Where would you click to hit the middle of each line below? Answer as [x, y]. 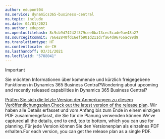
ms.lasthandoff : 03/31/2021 [34, 51]
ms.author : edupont [25, 28]
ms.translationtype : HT [30, 42]
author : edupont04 [24, 10]
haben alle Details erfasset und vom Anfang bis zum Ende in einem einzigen [83, 110]
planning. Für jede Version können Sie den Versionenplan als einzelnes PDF [82, 126]
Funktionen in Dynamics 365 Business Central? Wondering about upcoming [82, 85]
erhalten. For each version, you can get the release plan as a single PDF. [79, 132]
